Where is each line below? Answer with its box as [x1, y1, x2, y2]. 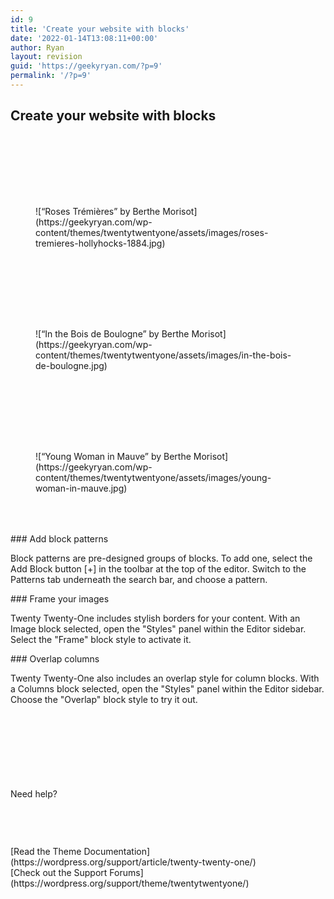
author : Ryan [10, 42, 65, 53]
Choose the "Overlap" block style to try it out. [10, 693, 198, 705]
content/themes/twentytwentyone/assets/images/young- [35, 471, 272, 483]
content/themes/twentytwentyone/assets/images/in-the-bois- [35, 349, 292, 361]
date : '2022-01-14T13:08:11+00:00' [10, 33, 159, 43]
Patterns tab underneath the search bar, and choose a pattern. [10, 573, 268, 585]
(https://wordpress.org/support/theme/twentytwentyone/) [10, 877, 250, 889]
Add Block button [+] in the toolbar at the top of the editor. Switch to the [10, 562, 307, 575]
